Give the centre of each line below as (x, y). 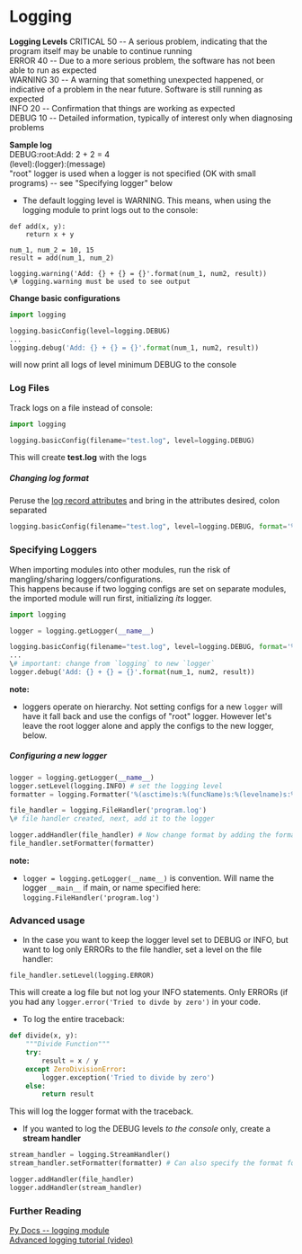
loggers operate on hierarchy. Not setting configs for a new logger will (152, 707)
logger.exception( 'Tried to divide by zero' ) (129, 1077)
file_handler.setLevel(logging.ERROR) (82, 976)
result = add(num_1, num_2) (62, 258)
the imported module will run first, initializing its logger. (111, 598)
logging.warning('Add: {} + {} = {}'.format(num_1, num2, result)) (138, 273)
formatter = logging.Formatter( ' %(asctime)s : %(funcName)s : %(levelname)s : (151, 794)
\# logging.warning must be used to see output (100, 281)
